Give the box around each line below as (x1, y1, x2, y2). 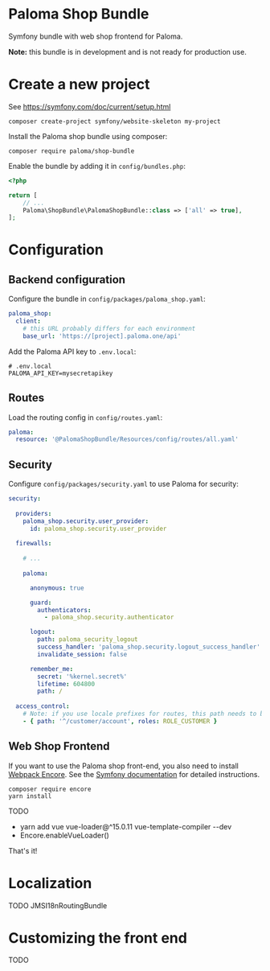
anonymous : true (29, 584, 84, 592)
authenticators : (37, 606, 92, 614)
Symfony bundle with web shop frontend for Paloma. (8, 31, 183, 41)
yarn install (8, 792, 52, 800)
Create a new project (8, 76, 150, 93)
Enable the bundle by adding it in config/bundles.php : (8, 161, 186, 171)
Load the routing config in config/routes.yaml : (8, 412, 163, 422)
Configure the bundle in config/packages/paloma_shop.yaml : (8, 294, 207, 304)
